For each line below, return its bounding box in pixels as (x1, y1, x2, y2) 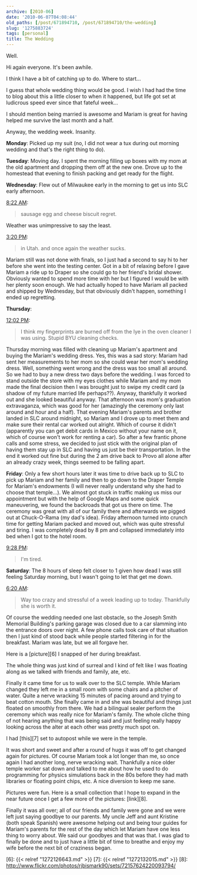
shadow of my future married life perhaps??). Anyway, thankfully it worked (6, 390, 187, 396)
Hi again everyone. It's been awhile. (6, 64, 93, 71)
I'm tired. (20, 556, 42, 562)
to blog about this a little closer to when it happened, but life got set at (6, 93, 176, 100)
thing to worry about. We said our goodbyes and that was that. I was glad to (6, 832, 190, 838)
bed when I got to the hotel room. (6, 533, 87, 540)
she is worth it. (20, 602, 57, 609)
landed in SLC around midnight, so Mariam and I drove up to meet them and (6, 415, 190, 422)
